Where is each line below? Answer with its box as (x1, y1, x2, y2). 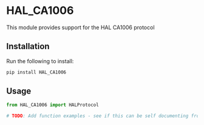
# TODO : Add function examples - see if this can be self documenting (6, 113, 189, 119)
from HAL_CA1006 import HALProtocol (6, 102, 99, 108)
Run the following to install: (6, 57, 74, 64)
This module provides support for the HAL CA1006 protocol (6, 24, 155, 31)
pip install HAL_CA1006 (6, 69, 67, 75)
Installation (6, 41, 50, 52)
